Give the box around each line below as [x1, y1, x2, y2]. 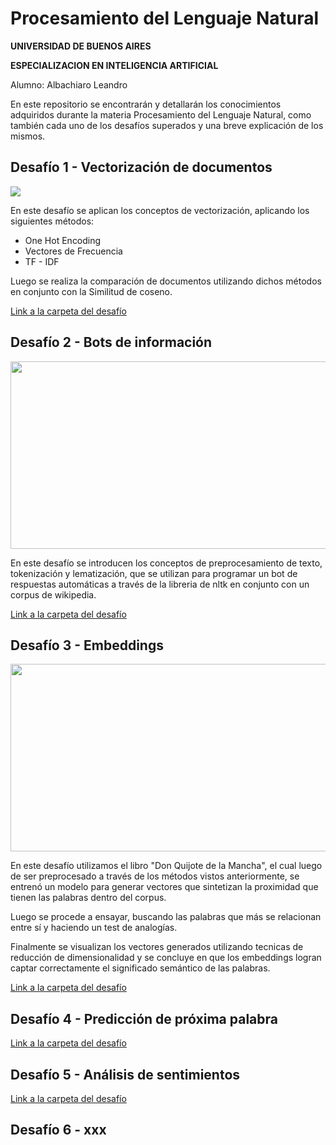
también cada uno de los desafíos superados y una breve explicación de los [10, 119, 324, 131]
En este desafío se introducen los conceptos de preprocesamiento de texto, [10, 557, 323, 569]
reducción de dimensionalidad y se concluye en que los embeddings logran [10, 952, 322, 964]
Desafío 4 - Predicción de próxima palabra [10, 1010, 278, 1027]
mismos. [10, 130, 46, 142]
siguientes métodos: [10, 215, 95, 227]
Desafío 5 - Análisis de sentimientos [10, 1066, 241, 1083]
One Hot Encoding [24, 234, 102, 246]
